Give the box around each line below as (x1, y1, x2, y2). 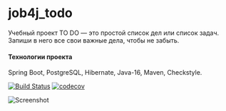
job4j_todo (8, 5, 73, 21)
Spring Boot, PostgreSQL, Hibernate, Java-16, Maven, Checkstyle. (8, 68, 202, 77)
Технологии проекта (8, 52, 73, 61)
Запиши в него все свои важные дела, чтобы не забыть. (8, 36, 180, 44)
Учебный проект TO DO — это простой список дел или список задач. (8, 28, 220, 37)
